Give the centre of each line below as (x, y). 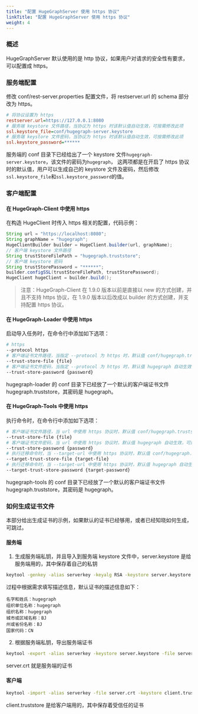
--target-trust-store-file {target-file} (58, 459)
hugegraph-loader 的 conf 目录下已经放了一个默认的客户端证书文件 (88, 384)
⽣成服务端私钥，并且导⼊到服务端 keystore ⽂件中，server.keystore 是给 (103, 556)
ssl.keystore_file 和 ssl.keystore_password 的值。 (67, 177)
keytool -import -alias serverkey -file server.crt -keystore (84, 693)
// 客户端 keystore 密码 (34, 261)
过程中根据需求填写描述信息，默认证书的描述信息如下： (73, 587)
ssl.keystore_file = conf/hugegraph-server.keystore (70, 131)
